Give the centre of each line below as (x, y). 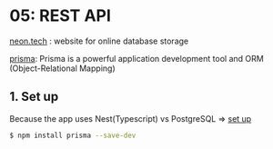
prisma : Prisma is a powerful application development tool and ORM (136, 58)
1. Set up (34, 97)
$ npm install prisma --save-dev (73, 135)
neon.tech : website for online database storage (99, 41)
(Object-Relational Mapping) (62, 68)
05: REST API (61, 16)
